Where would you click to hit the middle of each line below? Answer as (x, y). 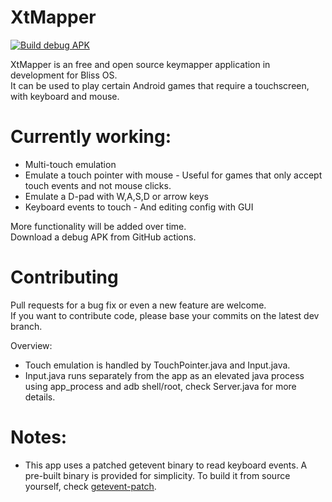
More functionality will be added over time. (98, 226)
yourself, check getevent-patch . (90, 486)
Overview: (31, 345)
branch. (26, 326)
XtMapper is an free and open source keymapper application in (140, 64)
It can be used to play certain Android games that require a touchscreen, (160, 85)
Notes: (39, 437)
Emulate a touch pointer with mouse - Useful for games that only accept (173, 175)
